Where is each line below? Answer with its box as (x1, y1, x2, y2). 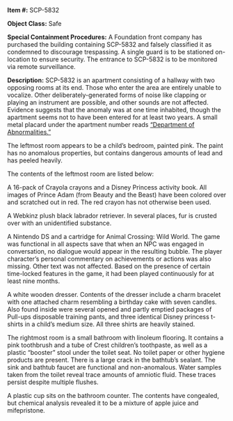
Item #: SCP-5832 (7, 6, 60, 14)
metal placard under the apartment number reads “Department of (7, 121, 195, 128)
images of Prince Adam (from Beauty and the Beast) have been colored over (7, 191, 227, 199)
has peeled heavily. (7, 156, 63, 164)
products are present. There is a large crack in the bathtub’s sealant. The (7, 355, 216, 364)
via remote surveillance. (7, 63, 76, 70)
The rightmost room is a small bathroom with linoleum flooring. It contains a (7, 334, 224, 342)
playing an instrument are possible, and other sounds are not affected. (7, 98, 209, 107)
